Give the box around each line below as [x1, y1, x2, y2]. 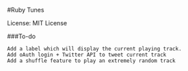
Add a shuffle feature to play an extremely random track [7, 57, 176, 64]
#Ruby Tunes [7, 6, 44, 14]
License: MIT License [7, 19, 67, 27]
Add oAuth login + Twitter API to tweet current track [7, 51, 167, 58]
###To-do [7, 32, 36, 40]
